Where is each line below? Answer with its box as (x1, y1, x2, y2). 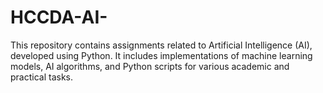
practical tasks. (10, 71, 74, 83)
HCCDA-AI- (10, 6, 108, 29)
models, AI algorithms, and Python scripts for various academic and (10, 60, 290, 72)
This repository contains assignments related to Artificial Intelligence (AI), (10, 39, 313, 51)
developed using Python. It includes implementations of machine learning (10, 49, 313, 61)
